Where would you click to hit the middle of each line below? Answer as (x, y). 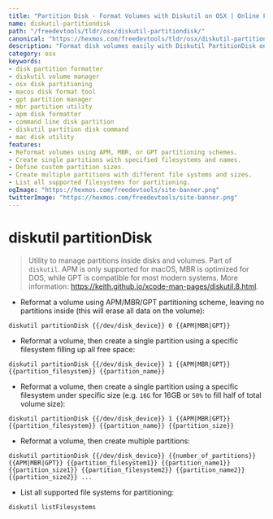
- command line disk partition (61, 122)
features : (25, 144)
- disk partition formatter (56, 69)
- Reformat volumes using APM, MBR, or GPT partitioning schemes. (123, 152)
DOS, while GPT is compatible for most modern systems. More (133, 277)
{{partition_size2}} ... (50, 477)
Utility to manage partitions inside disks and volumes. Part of (130, 260)
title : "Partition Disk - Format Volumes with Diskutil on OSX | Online (134, 16)
